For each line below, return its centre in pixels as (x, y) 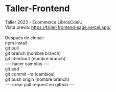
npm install (16, 43)
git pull (12, 48)
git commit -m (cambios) (30, 74)
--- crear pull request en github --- (40, 84)
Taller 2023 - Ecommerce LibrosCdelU (44, 22)
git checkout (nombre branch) (35, 58)
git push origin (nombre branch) (37, 79)
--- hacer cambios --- (27, 64)
